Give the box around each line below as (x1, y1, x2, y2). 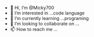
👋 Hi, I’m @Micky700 (10, 5, 55, 10)
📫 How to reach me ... (10, 26, 58, 32)
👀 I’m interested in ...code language (10, 10, 85, 16)
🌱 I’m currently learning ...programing (10, 15, 89, 21)
